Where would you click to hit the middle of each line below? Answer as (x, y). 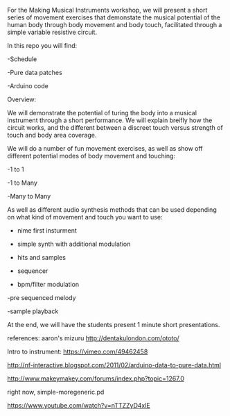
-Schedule (22, 59)
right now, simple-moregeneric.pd (56, 392)
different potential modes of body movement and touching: (91, 156)
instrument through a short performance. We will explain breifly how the (110, 120)
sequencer (33, 271)
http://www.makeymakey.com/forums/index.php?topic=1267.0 (96, 378)
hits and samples (41, 257)
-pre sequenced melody (42, 298)
